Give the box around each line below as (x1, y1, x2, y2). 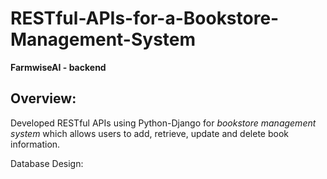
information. (10, 138, 61, 150)
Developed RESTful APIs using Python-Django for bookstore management (10, 117, 317, 129)
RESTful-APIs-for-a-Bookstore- (10, 7, 280, 30)
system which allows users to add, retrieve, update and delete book (10, 127, 289, 139)
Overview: (10, 90, 77, 107)
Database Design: (10, 157, 84, 169)
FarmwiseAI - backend (10, 61, 107, 73)
